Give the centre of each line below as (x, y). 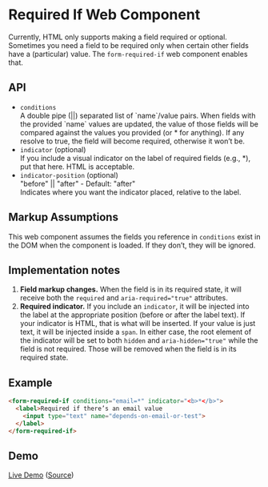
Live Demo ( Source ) (41, 475)
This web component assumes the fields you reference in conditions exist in (134, 236)
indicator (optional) (53, 149)
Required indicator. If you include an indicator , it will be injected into (134, 307)
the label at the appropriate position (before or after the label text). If (132, 315)
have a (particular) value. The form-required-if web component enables (128, 54)
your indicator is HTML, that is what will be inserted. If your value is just (138, 324)
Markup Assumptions (63, 217)
